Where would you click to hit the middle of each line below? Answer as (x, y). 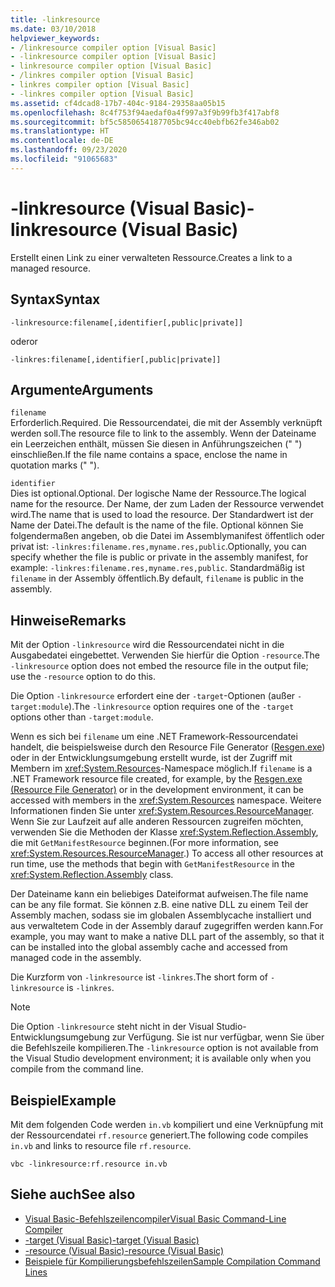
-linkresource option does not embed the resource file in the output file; (159, 666)
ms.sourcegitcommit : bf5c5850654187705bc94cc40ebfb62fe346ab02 (145, 122)
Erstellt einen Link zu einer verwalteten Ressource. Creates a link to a (151, 257)
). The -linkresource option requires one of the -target (181, 707)
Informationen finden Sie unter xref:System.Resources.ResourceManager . (162, 811)
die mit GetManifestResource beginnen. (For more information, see (144, 843)
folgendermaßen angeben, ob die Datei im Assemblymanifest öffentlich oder (167, 536)
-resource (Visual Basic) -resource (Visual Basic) (124, 1250)
